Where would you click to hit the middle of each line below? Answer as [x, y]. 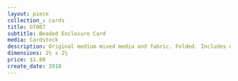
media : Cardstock [33, 40]
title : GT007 [27, 27]
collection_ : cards [36, 20]
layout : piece [28, 14]
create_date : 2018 [34, 66]
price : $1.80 [27, 60]
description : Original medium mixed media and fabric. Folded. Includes [117, 46]
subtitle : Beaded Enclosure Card [57, 33]
